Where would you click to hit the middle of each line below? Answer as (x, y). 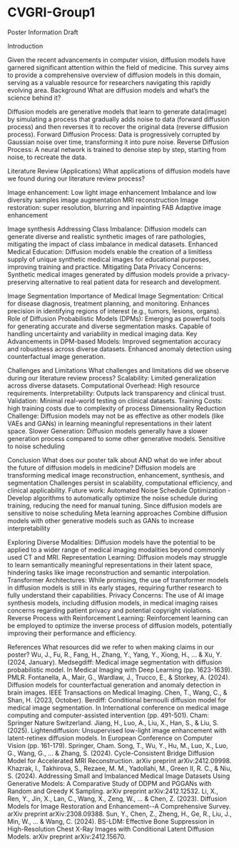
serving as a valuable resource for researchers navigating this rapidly (109, 82)
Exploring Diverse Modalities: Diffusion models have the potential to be (111, 542)
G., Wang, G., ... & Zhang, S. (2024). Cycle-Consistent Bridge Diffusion (111, 753)
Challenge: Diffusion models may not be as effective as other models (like (116, 415)
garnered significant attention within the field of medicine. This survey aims (118, 67)
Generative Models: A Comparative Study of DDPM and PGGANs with (110, 783)
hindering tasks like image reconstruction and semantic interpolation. (109, 572)
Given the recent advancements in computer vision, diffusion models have (117, 60)
